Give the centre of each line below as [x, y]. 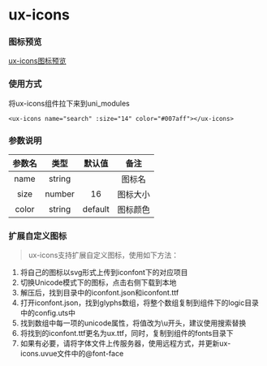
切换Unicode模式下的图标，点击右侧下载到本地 [98, 282]
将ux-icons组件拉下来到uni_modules [69, 103]
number [60, 194]
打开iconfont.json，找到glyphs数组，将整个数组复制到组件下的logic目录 [140, 303]
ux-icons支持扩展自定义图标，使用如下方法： [103, 255]
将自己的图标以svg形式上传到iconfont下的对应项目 [104, 273]
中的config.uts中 [47, 313]
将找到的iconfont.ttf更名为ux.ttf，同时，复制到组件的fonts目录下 [127, 334]
